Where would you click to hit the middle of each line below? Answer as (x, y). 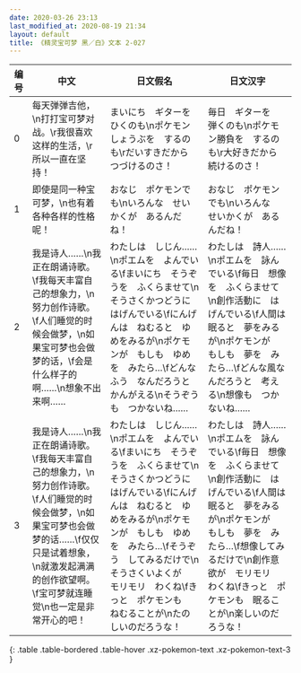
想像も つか (252, 395)
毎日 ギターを (239, 112)
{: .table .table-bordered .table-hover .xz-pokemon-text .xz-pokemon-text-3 (150, 650)
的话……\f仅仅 (70, 539)
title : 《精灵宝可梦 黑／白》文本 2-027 (77, 43)
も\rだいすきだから (149, 153)
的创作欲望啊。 (64, 580)
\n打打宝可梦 (59, 119)
